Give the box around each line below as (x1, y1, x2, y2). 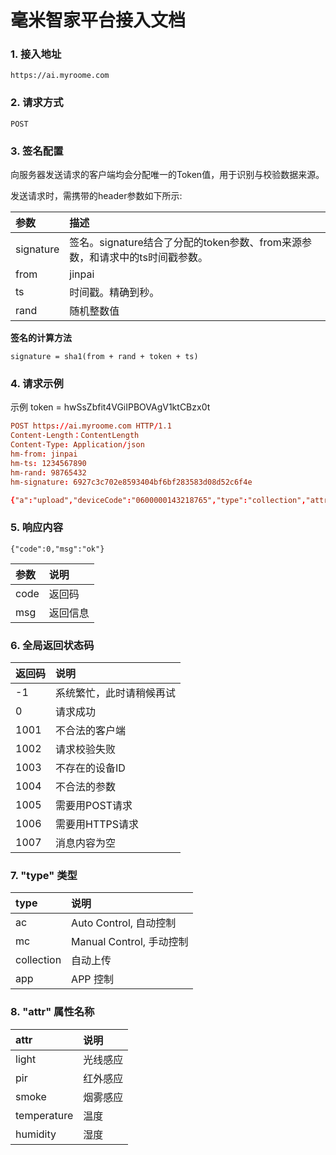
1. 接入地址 (10, 47, 62, 61)
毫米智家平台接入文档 (10, 9, 187, 32)
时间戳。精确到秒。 (69, 286, 160, 300)
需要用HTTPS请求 (55, 817, 140, 831)
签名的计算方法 (10, 332, 72, 344)
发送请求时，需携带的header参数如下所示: (10, 190, 183, 202)
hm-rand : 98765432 (10, 467, 87, 478)
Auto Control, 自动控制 (71, 916, 177, 930)
